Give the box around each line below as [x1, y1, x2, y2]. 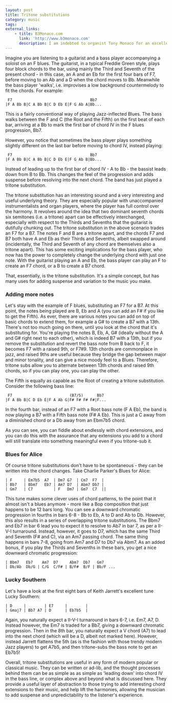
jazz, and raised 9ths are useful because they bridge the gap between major [5, 351, 166, 358]
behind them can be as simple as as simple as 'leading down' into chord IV [5, 670, 163, 676]
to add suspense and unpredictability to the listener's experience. [5, 692, 144, 698]
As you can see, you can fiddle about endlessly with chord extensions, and [5, 427, 163, 433]
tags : [5, 21, 17, 27]
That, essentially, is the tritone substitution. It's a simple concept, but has [5, 272, 160, 279]
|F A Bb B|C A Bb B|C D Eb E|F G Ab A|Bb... [5, 102, 102, 107]
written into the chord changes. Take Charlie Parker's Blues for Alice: [5, 468, 151, 474]
